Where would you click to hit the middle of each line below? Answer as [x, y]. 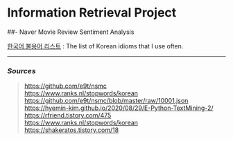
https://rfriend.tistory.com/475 [68, 115]
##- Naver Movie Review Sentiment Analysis [71, 32]
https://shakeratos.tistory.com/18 [71, 130]
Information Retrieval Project [92, 13]
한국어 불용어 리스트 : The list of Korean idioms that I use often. [95, 46]
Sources [21, 70]
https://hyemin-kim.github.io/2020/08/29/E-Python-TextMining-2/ [119, 108]
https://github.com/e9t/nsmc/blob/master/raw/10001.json [106, 101]
